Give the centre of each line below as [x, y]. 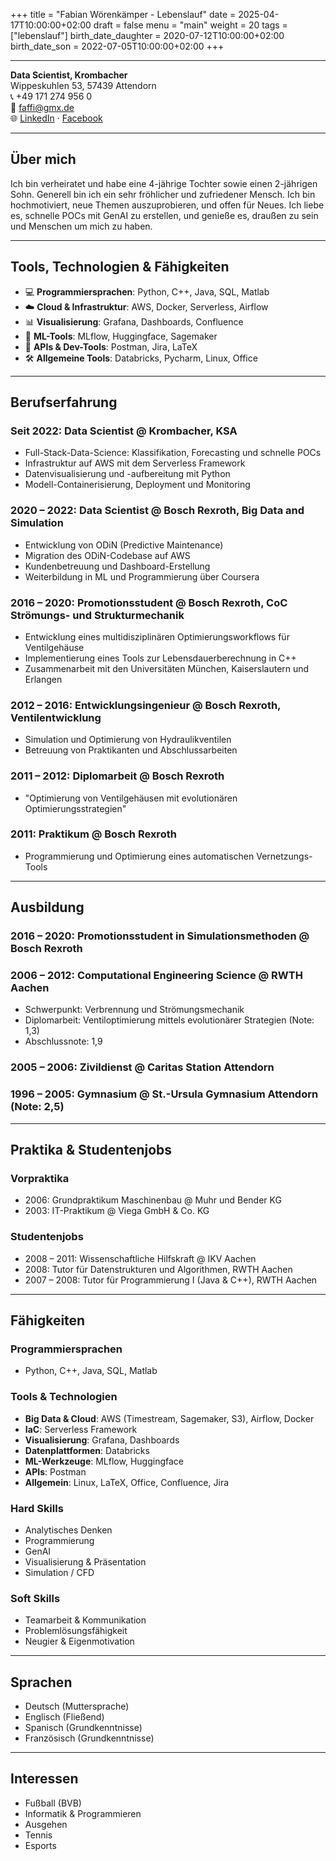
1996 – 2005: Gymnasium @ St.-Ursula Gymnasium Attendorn [164, 1094]
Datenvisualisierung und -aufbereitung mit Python [127, 474]
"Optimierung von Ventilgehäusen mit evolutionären [131, 798]
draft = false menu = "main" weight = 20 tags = [190, 25]
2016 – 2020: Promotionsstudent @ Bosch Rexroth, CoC [149, 602]
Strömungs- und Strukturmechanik [97, 615]
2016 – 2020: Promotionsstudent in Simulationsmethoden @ [160, 936]
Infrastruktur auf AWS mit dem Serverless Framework [135, 463]
